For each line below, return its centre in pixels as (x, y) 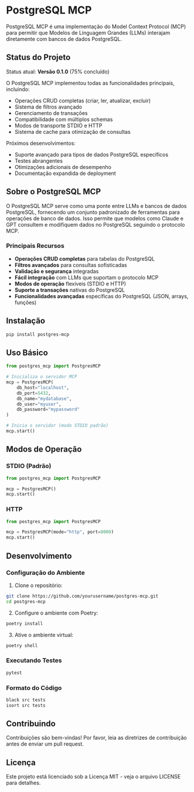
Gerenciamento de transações (51, 113)
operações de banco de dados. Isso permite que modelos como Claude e (95, 218)
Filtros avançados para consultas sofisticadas (71, 265)
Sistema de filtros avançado (48, 107)
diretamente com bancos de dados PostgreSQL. (64, 39)
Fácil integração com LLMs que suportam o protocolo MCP (86, 277)
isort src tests (26, 705)
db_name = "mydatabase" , (44, 399)
